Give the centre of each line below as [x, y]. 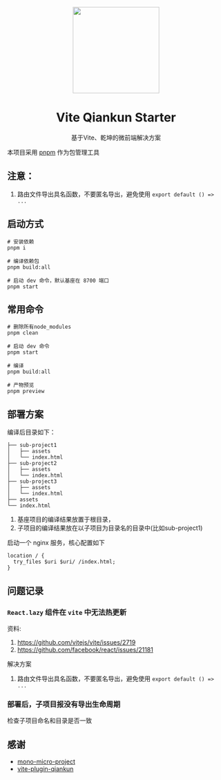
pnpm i [17, 248]
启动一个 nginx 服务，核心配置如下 [56, 543]
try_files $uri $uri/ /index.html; [65, 562]
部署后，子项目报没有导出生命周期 [64, 704]
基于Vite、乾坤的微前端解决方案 [116, 137]
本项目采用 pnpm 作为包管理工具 [54, 152]
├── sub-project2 [32, 464]
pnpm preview [26, 391]
